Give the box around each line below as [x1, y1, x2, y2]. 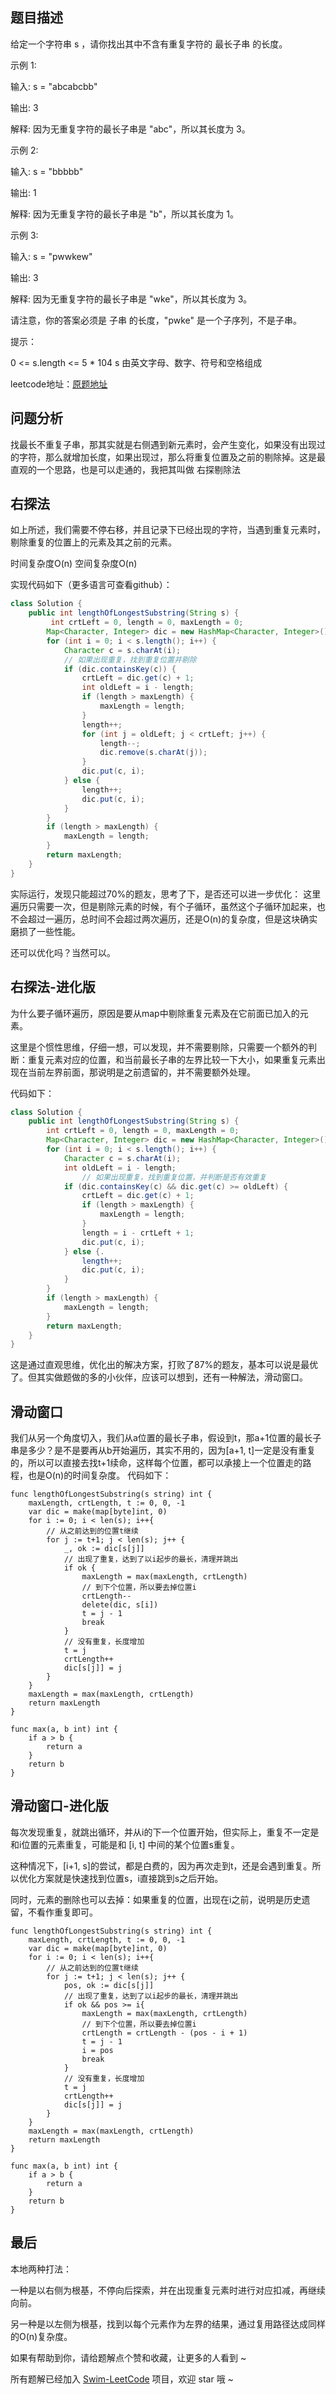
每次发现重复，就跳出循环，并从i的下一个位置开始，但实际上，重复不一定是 [10, 1826, 320, 1838]
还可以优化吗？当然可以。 [10, 946, 116, 958]
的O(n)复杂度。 [10, 2330, 73, 2342]
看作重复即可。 [36, 1906, 98, 1918]
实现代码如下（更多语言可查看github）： [10, 579, 173, 591]
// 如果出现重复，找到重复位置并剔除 [63, 654, 197, 665]
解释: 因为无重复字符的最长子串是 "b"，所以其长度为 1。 [10, 208, 239, 220]
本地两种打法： [10, 2263, 72, 2275]
